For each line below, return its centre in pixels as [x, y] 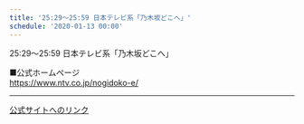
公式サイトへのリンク [49, 110]
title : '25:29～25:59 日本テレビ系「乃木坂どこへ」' [100, 18]
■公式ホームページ [45, 72]
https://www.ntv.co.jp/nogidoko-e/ [74, 82]
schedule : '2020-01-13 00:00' [66, 26]
